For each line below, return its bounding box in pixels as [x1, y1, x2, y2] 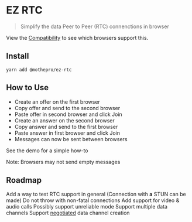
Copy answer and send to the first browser [14, 123, 118, 130]
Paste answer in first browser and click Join [14, 129, 121, 136]
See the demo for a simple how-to [6, 147, 88, 154]
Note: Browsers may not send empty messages [6, 158, 121, 165]
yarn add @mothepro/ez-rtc [6, 67, 72, 73]
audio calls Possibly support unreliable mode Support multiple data [6, 203, 168, 210]
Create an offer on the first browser [14, 98, 101, 105]
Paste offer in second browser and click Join [14, 111, 123, 118]
